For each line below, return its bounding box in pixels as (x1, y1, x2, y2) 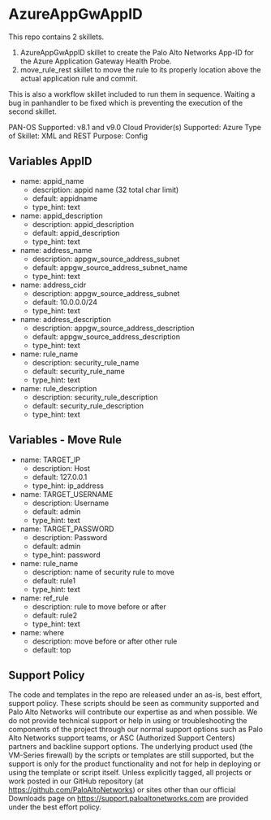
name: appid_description (19, 211, 103, 220)
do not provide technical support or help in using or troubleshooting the (8, 716, 247, 726)
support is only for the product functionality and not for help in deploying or (8, 759, 261, 769)
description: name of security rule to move (32, 567, 174, 577)
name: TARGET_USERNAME (19, 489, 114, 499)
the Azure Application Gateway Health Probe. (19, 56, 172, 66)
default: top (32, 644, 71, 655)
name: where (19, 627, 65, 637)
